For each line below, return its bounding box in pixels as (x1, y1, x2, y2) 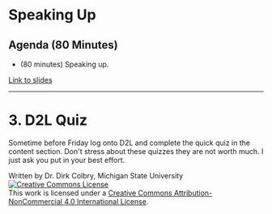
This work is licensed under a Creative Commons (8, 188, 172, 198)
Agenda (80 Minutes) (8, 38, 119, 52)
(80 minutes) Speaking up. (19, 59, 109, 69)
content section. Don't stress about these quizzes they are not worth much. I (8, 146, 264, 156)
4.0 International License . (64, 196, 149, 206)
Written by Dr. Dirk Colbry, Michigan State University (8, 170, 184, 180)
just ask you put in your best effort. (8, 155, 125, 165)
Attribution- (173, 188, 213, 198)
